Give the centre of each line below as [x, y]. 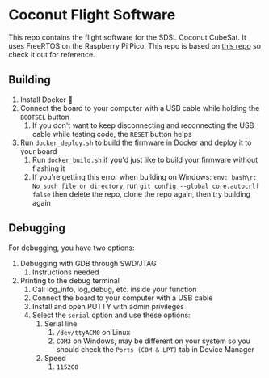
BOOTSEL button [45, 117]
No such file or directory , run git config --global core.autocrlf [146, 185]
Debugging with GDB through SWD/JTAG [88, 263]
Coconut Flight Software [92, 15]
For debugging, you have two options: [71, 248]
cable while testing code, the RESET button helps [112, 134]
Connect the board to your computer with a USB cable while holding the [140, 108]
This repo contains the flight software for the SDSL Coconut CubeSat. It [127, 37]
